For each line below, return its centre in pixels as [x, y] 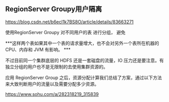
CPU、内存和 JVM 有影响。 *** [38, 49]
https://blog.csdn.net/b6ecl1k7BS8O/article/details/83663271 [69, 21]
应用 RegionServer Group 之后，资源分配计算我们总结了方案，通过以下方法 [83, 78]
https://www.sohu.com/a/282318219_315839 [52, 94]
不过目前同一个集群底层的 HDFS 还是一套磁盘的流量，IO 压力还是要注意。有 [85, 60]
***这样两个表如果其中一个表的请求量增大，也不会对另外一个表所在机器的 [82, 43]
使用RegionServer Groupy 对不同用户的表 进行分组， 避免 [65, 32]
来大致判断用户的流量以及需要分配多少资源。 [52, 84]
